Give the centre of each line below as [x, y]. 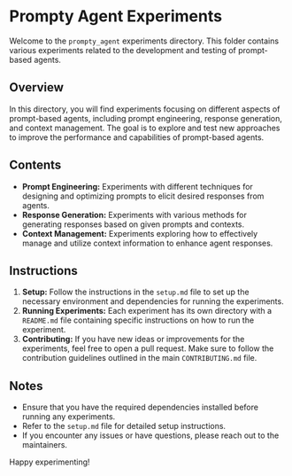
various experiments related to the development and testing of [123, 50]
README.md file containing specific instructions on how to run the [138, 320]
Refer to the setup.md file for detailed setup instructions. [124, 426]
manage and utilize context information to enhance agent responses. [147, 243]
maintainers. [45, 445]
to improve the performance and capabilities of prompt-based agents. [137, 137]
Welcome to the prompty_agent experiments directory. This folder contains [144, 41]
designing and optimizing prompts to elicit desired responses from [143, 196]
